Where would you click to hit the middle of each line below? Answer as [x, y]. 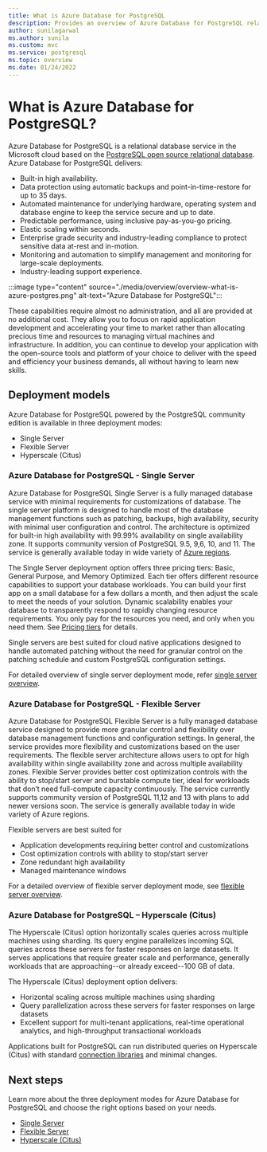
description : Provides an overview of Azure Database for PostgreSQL [126, 23]
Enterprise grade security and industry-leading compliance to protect [133, 237]
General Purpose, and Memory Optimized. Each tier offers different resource [133, 576]
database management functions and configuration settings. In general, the [132, 739]
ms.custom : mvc [33, 45]
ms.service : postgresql [48, 53]
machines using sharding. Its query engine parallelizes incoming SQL [121, 941]
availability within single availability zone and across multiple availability [126, 764]
